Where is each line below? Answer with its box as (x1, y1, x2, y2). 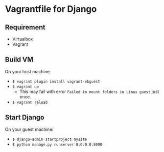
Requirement (5, 23, 46, 31)
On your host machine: (5, 68, 51, 74)
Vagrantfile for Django (5, 3, 97, 15)
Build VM (5, 56, 33, 64)
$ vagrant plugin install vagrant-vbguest (12, 79, 100, 84)
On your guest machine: (5, 126, 54, 132)
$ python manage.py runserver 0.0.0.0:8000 (12, 142, 103, 147)
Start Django (5, 113, 45, 122)
